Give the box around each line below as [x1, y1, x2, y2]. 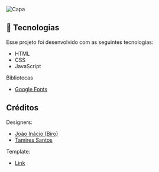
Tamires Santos [14, 136, 53, 144]
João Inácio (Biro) [14, 130, 59, 137]
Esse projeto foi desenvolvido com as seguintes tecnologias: [6, 39, 154, 46]
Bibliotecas [6, 74, 34, 81]
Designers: [6, 119, 33, 126]
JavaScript [14, 62, 41, 69]
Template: [6, 148, 31, 155]
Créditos [6, 103, 39, 113]
